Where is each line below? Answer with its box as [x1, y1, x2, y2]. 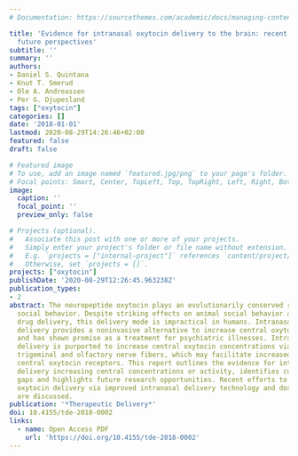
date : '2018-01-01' [9, 120, 82, 129]
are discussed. [17, 392, 74, 401]
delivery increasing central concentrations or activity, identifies [17, 366, 279, 376]
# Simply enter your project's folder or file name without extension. [9, 243, 288, 252]
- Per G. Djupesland [9, 95, 86, 104]
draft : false [9, 145, 58, 154]
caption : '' [17, 194, 62, 203]
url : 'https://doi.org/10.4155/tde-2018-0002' [25, 433, 200, 442]
